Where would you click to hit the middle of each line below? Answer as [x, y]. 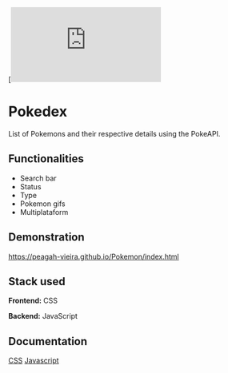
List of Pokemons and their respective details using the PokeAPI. [114, 133]
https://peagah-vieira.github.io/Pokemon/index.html [94, 256]
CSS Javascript [34, 361]
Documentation [48, 341]
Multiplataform [44, 212]
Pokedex [38, 112]
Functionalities [46, 159]
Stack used [37, 282]
